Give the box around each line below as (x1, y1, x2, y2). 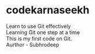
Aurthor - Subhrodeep (6, 41, 59, 48)
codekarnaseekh (6, 3, 90, 17)
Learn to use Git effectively (6, 23, 71, 30)
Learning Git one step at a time (6, 28, 80, 35)
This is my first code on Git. (6, 35, 72, 42)
